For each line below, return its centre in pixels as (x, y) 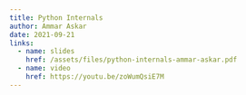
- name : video (44, 69)
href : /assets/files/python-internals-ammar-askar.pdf (132, 60)
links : (22, 43)
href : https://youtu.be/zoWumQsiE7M (95, 77)
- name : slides (46, 52)
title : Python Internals (56, 18)
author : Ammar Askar (49, 26)
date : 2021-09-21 (42, 34)
